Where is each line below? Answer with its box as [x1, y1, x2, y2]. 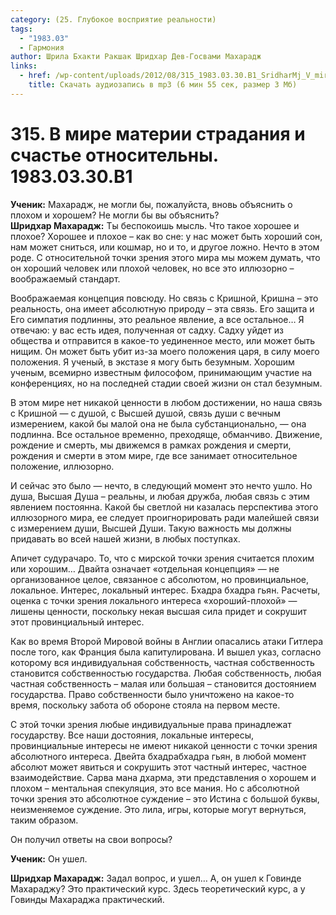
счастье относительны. [10, 144, 219, 166]
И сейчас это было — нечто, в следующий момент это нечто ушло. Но [10, 479, 313, 491]
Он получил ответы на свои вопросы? [10, 833, 173, 845]
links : [10, 61, 38, 71]
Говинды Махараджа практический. [10, 893, 165, 905]
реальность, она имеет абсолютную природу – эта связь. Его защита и [10, 302, 315, 315]
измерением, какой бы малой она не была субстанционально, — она [10, 417, 307, 430]
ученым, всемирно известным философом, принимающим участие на [10, 366, 313, 378]
